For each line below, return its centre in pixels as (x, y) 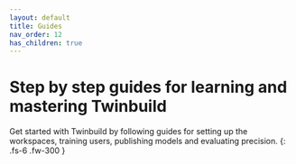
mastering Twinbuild (88, 107)
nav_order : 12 (36, 34)
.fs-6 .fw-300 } (37, 150)
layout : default (40, 18)
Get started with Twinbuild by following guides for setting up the (129, 132)
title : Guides (36, 26)
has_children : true (46, 43)
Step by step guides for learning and (148, 87)
